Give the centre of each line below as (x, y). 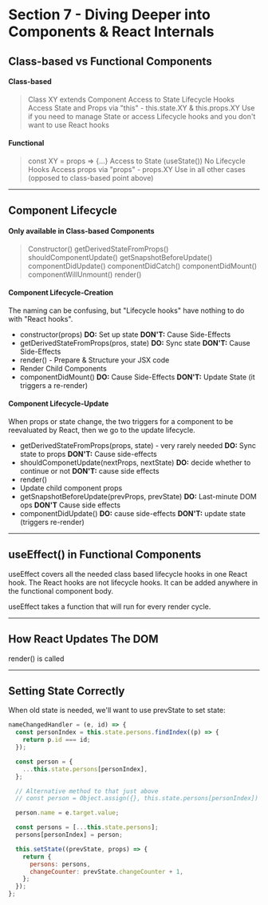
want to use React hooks (69, 125)
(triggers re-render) (52, 522)
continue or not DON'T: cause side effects (89, 471)
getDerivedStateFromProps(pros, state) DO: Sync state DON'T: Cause (135, 342)
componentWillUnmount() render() (85, 274)
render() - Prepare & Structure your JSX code (95, 360)
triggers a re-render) (54, 385)
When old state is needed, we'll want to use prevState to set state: (117, 711)
